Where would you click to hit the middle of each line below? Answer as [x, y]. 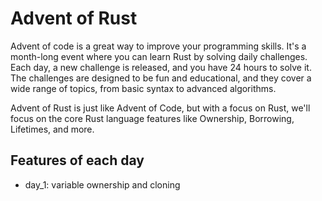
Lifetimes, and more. [52, 129]
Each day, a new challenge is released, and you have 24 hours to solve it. [161, 67]
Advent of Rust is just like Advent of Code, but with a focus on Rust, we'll [160, 108]
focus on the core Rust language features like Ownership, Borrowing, [152, 118]
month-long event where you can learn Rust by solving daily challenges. [159, 56]
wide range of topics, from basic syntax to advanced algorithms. [143, 88]
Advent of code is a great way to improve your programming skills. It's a [158, 46]
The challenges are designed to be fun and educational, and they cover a [161, 78]
